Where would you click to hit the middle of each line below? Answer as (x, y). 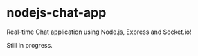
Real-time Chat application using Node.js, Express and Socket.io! (99, 32)
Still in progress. (29, 45)
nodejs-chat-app (56, 13)
